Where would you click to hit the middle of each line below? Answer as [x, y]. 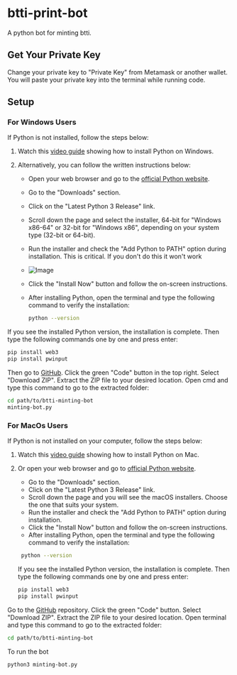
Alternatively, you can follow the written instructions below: [104, 165]
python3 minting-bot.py [43, 664]
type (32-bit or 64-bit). [62, 235]
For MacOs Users [38, 425]
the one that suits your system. [73, 505]
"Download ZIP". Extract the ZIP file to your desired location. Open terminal [117, 617]
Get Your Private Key [54, 55]
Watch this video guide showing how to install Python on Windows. [116, 151]
